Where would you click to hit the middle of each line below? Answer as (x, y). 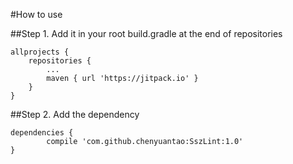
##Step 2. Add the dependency (75, 114)
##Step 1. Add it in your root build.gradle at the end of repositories (146, 33)
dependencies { (42, 133)
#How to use (36, 14)
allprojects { (40, 52)
